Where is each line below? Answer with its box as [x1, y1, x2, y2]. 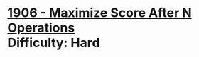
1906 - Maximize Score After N [7, 5, 192, 21]
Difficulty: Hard [7, 35, 100, 51]
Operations [7, 20, 75, 36]
